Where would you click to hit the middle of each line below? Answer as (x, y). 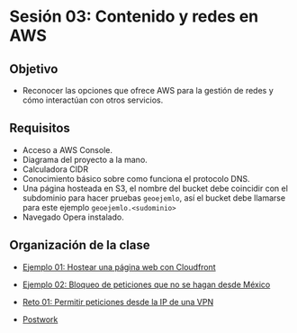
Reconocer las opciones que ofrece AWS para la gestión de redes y (148, 90)
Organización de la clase (80, 245)
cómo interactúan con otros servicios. (93, 100)
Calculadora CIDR (55, 169)
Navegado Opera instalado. (73, 217)
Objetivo (34, 69)
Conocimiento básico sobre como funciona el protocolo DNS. (136, 178)
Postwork (40, 319)
